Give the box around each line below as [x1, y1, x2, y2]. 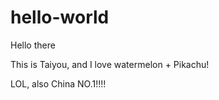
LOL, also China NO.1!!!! [10, 77, 107, 90]
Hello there [10, 39, 56, 51]
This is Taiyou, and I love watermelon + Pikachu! [10, 58, 210, 70]
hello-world [10, 6, 110, 29]
